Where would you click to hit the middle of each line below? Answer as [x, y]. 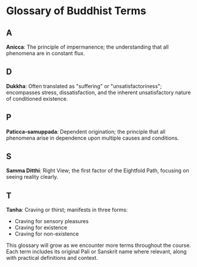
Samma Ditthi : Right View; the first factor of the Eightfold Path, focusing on [98, 171]
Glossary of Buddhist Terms [76, 11]
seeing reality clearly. [32, 177]
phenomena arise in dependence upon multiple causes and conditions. [93, 138]
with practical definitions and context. [52, 258]
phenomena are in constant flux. [46, 53]
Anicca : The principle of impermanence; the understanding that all [88, 47]
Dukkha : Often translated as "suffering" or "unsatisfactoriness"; [84, 86]
